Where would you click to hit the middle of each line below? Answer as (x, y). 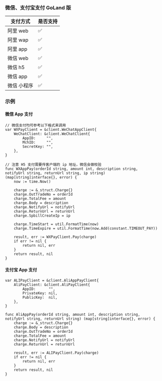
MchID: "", (38, 143)
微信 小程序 (20, 86)
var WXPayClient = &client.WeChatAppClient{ (51, 130)
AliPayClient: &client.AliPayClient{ (52, 285)
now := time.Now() (32, 182)
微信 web (18, 58)
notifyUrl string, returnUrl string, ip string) (55, 173)
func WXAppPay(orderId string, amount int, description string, (72, 169)
